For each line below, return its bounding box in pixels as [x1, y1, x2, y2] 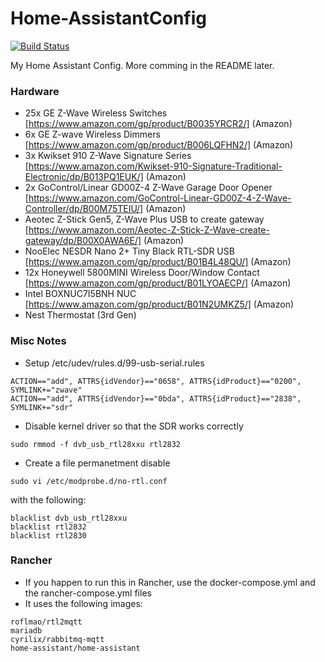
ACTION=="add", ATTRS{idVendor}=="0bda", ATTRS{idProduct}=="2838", [10, 393, 302, 404]
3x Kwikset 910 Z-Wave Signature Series [24, 150, 192, 162]
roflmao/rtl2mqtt [10, 617, 83, 627]
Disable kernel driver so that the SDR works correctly [24, 420, 244, 432]
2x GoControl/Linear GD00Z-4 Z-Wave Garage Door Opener [24, 182, 273, 194]
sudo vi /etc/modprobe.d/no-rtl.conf [10, 476, 168, 486]
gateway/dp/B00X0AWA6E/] [24, 235, 142, 247]
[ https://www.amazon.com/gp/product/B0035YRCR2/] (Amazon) [24, 118, 293, 130]
